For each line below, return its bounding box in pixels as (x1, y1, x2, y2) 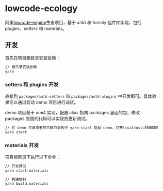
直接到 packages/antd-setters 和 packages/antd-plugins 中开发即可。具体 (5, 93, 152, 99)
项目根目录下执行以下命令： (5, 154, 61, 160)
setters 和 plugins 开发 (5, 81, 59, 88)
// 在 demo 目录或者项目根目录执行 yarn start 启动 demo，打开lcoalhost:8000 (5, 125, 154, 130)
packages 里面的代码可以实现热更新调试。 (5, 116, 90, 121)
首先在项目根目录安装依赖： (5, 55, 61, 60)
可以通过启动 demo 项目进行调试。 (9, 99, 79, 105)
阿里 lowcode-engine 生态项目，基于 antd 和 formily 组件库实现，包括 (5, 19, 142, 25)
